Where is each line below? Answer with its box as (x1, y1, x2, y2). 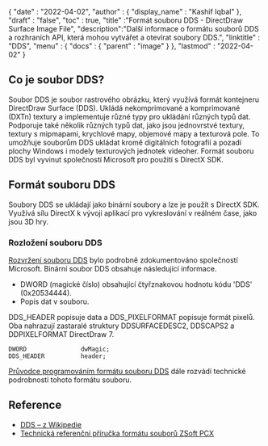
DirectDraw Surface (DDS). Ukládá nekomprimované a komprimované (8, 103, 241, 112)
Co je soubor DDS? (8, 73, 105, 87)
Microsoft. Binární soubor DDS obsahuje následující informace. (8, 263, 217, 273)
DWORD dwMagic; (8, 345, 111, 353)
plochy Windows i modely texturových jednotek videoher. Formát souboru (8, 145, 254, 156)
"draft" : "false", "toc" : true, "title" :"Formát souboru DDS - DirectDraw (8, 15, 244, 25)
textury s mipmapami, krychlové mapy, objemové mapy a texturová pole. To (8, 128, 260, 138)
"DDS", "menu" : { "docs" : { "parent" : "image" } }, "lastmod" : (8, 41, 216, 51)
